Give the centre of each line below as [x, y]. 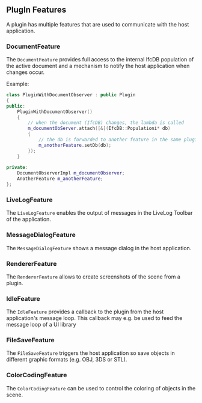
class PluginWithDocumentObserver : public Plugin [71, 95]
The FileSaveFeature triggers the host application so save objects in [91, 353]
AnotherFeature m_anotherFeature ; [60, 179]
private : [17, 168]
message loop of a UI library [41, 325]
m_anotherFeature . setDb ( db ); [75, 145]
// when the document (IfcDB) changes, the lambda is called [106, 123]
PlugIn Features [36, 10]
